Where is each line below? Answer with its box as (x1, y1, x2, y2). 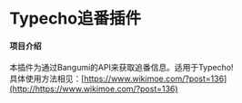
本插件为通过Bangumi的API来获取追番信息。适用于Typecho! (9, 62, 234, 73)
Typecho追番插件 (9, 8, 142, 29)
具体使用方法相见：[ (9, 73, 85, 84)
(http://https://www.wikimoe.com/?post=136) (9, 83, 179, 95)
